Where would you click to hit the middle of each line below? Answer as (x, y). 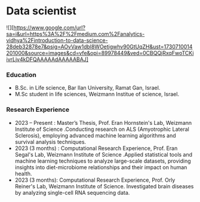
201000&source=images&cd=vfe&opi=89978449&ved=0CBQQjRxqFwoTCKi (100, 53)
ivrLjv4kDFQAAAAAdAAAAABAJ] (47, 59)
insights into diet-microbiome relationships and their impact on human (101, 167)
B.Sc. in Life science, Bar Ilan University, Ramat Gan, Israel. (87, 88)
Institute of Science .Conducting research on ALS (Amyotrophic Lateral (102, 129)
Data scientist (41, 11)
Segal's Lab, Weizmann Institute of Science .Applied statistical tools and (104, 154)
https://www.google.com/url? (49, 27)
